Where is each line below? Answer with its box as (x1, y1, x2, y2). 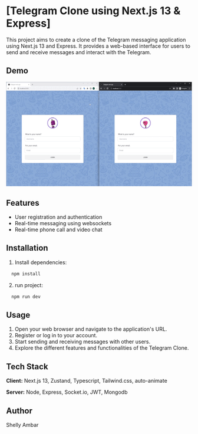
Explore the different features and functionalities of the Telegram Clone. (14, 344, 189, 351)
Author (6, 406, 32, 416)
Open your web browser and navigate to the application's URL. (14, 325, 167, 333)
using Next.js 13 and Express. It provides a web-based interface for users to (6, 42, 190, 50)
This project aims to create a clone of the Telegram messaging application (6, 36, 186, 43)
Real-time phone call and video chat (14, 226, 103, 233)
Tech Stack (6, 361, 48, 371)
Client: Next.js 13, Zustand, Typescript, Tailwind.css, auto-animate (6, 377, 168, 384)
